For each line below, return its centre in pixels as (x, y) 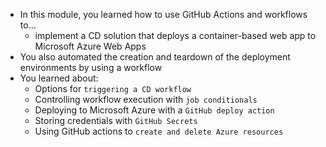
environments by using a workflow (91, 67)
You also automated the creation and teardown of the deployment (155, 57)
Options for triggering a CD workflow (113, 88)
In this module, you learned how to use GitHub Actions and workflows (163, 14)
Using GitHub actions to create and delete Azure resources (159, 131)
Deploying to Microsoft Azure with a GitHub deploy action (154, 110)
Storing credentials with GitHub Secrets (116, 120)
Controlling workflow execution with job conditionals (146, 99)
